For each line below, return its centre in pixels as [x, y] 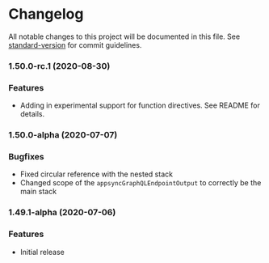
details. [32, 114]
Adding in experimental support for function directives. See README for [140, 105]
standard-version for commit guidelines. [75, 45]
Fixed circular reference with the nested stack [97, 174]
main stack [38, 192]
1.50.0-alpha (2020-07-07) [63, 135]
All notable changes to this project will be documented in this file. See [124, 36]
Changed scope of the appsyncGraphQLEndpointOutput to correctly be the [141, 183]
